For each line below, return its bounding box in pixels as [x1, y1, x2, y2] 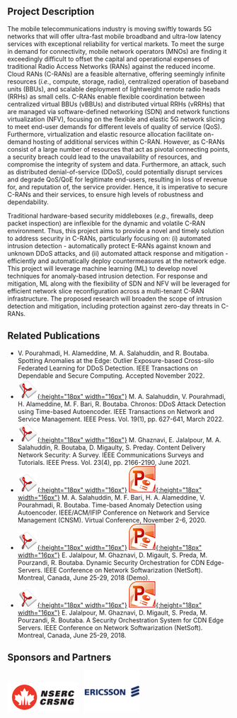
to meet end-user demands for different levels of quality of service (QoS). [7, 122, 222, 130]
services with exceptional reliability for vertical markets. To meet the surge [7, 39, 225, 48]
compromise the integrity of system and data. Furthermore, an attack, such [7, 159, 226, 169]
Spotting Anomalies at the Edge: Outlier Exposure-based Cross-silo [17, 356, 214, 364]
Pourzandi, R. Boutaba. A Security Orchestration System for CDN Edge [17, 616, 224, 624]
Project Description [7, 6, 95, 18]
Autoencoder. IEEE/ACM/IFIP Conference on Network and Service [17, 508, 210, 517]
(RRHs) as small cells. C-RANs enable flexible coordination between [7, 92, 205, 101]
